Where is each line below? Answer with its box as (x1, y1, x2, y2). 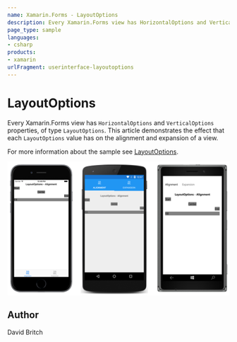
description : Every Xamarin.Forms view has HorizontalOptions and (7, 18, 207, 26)
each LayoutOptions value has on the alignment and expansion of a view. (7, 133, 219, 142)
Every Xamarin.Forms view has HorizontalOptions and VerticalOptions (7, 118, 214, 127)
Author (7, 309, 39, 321)
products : (7, 49, 37, 56)
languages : (7, 34, 39, 41)
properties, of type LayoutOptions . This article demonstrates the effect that (7, 126, 224, 135)
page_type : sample (7, 26, 61, 33)
